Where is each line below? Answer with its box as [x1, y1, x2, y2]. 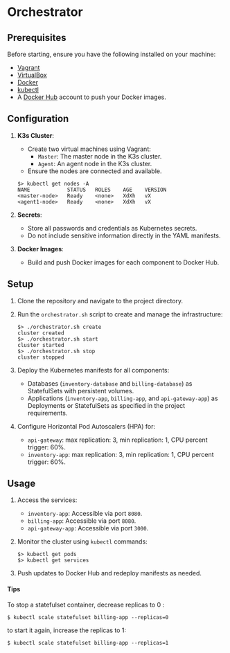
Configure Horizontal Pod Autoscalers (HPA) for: [17, 422, 156, 430]
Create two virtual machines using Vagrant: [27, 145, 151, 153]
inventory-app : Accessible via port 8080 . [27, 510, 143, 518]
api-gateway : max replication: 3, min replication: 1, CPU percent [27, 436, 208, 444]
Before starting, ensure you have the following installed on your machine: [7, 50, 216, 58]
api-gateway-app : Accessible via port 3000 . [27, 524, 149, 533]
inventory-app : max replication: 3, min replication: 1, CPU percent [27, 450, 214, 458]
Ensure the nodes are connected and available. [27, 167, 162, 175]
